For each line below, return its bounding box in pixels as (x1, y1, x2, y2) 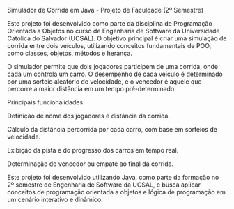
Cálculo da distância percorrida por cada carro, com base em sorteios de (7, 125, 218, 133)
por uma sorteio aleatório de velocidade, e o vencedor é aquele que (7, 77, 202, 86)
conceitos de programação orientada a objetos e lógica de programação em (7, 188, 226, 196)
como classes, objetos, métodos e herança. (7, 49, 132, 57)
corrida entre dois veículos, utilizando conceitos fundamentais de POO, (7, 42, 212, 49)
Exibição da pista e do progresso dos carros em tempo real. (7, 146, 179, 154)
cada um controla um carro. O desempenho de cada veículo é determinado (7, 70, 223, 78)
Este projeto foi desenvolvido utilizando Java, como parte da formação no (7, 173, 219, 181)
